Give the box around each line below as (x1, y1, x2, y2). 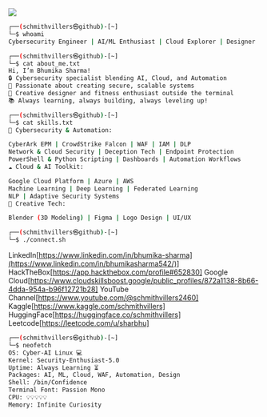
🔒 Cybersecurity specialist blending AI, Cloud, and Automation (8, 74, 228, 82)
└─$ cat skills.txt (8, 118, 74, 126)
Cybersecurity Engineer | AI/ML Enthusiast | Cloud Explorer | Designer (8, 38, 256, 46)
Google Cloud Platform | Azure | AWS (8, 177, 134, 185)
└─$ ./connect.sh (8, 236, 66, 244)
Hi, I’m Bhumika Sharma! (8, 67, 91, 75)
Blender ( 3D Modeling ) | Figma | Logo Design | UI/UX (8, 214, 192, 223)
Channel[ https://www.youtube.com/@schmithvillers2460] (8, 293, 199, 303)
